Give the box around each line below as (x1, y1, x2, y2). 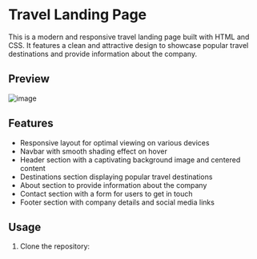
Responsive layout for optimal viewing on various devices (19, 137, 210, 147)
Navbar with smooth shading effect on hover (19, 146, 168, 156)
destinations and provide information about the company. (8, 49, 198, 58)
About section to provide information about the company (19, 180, 207, 189)
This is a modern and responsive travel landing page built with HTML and (8, 32, 250, 42)
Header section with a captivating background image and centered (19, 154, 241, 165)
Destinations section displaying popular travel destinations (19, 172, 213, 181)
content (19, 163, 46, 173)
